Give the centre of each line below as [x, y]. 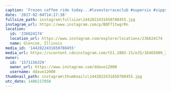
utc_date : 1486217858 [28, 81]
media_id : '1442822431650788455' [41, 48]
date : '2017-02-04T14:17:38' [36, 15]
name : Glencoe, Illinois [36, 43]
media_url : [17, 53]
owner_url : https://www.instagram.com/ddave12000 [63, 67]
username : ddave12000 [33, 72]
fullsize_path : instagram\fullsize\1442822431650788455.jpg [70, 19]
